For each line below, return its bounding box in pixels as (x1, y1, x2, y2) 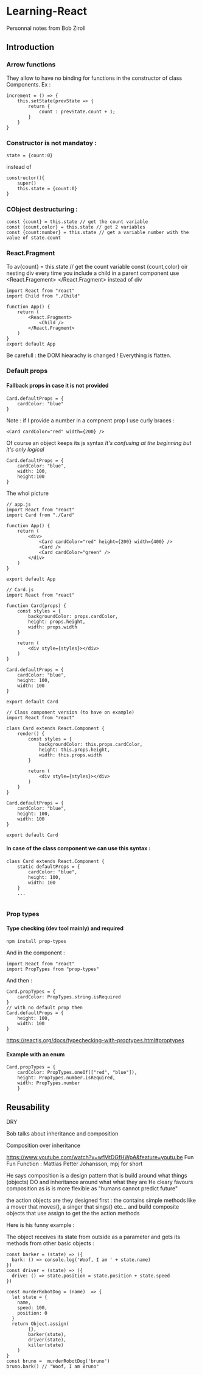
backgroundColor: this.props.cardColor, (38, 741, 143, 747)
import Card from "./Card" (6, 512, 75, 518)
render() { (17, 730, 45, 737)
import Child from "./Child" (6, 293, 80, 299)
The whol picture (6, 489, 49, 497)
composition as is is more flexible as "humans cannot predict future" (6, 1184, 178, 1192)
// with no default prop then (6, 1004, 83, 1011)
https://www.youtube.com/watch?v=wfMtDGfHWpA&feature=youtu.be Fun (6, 1153, 194, 1160)
